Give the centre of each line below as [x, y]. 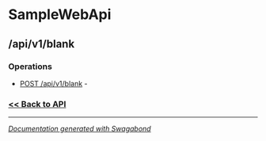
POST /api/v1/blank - [54, 83]
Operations [30, 67]
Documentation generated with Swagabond [80, 129]
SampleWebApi [60, 15]
